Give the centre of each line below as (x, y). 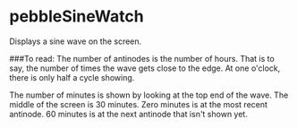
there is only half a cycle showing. (72, 77)
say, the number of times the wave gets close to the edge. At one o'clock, (145, 68)
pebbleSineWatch (77, 17)
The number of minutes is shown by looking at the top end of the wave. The (149, 95)
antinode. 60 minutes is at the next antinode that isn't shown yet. (128, 114)
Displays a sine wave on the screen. (76, 41)
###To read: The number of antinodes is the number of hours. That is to (142, 58)
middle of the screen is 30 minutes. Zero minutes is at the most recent (139, 104)
